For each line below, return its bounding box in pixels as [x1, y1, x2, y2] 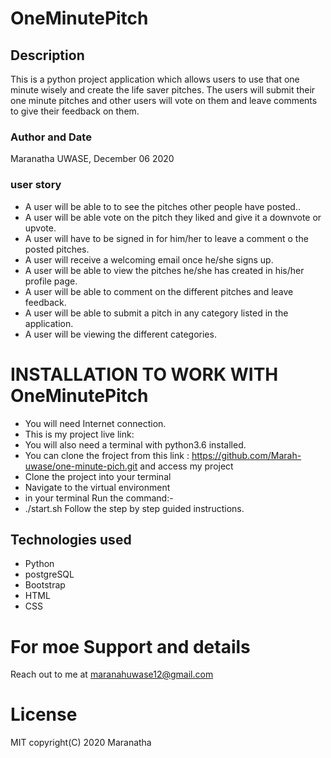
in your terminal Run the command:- [24, 492, 174, 504]
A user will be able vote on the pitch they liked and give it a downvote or [24, 211, 322, 223]
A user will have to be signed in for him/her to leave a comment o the [24, 232, 309, 244]
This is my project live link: [24, 428, 135, 440]
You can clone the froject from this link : [24, 449, 190, 461]
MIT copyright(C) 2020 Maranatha [10, 737, 152, 749]
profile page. [24, 275, 78, 287]
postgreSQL [24, 568, 75, 581]
